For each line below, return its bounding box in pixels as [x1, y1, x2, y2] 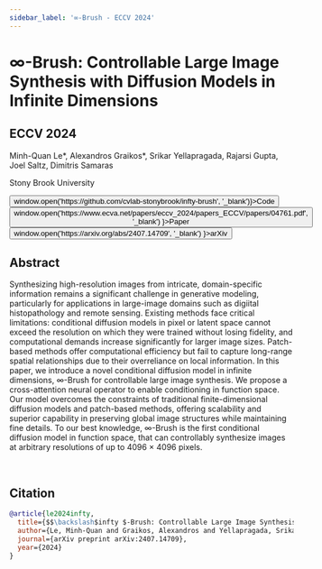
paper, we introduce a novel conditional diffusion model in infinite [9, 365, 253, 376]
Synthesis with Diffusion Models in [9, 71, 276, 91]
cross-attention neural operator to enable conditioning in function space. [9, 384, 280, 395]
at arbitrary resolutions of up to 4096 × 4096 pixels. [9, 442, 203, 453]
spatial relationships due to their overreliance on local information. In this [9, 355, 280, 366]
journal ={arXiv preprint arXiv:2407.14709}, [17, 534, 188, 544]
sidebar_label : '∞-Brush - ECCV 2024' [9, 13, 155, 23]
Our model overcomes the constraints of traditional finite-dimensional [9, 394, 268, 405]
